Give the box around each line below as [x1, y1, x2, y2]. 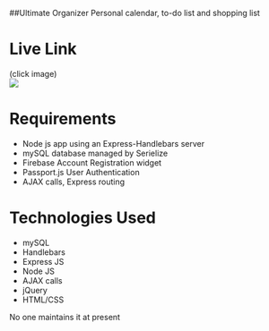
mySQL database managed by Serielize [22, 148, 169, 158]
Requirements [9, 109, 117, 129]
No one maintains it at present [9, 311, 121, 322]
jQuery [22, 284, 48, 295]
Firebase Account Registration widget [22, 157, 162, 168]
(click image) [9, 68, 57, 79]
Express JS [22, 256, 65, 267]
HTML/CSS [22, 294, 65, 305]
